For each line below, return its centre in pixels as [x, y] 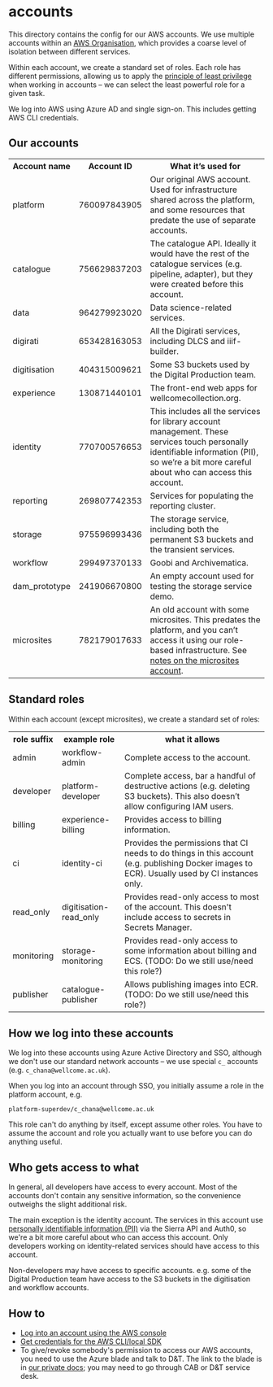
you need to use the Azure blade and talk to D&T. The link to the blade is [141, 1359]
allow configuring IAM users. [179, 806]
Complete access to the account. [187, 757]
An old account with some [199, 609]
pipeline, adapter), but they [201, 273]
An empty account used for [202, 576]
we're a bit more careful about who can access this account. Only [119, 1237]
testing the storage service [201, 586]
